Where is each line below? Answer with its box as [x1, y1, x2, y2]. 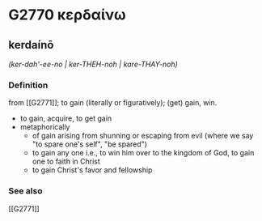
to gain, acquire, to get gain [19, 113, 112, 123]
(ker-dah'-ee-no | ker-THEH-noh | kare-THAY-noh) [8, 59, 178, 69]
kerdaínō [8, 38, 54, 52]
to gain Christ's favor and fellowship [32, 165, 153, 175]
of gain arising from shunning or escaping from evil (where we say [32, 131, 254, 141]
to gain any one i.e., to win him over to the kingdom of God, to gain [32, 148, 255, 158]
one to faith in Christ [32, 156, 101, 167]
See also [8, 185, 43, 197]
